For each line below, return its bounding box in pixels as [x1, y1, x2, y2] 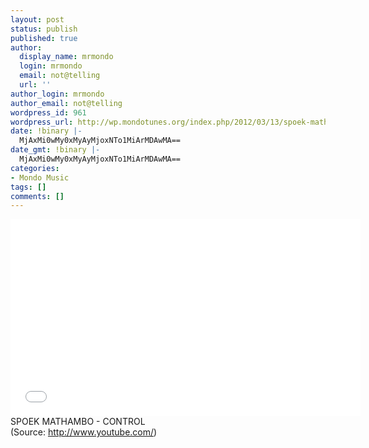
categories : [10, 163, 60, 173]
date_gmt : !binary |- [10, 145, 101, 155]
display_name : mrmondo [19, 52, 114, 62]
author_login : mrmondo [10, 89, 105, 99]
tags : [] [10, 182, 47, 192]
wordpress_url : [10, 117, 74, 127]
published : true [10, 33, 78, 43]
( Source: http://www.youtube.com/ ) [10, 426, 158, 438]
